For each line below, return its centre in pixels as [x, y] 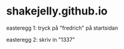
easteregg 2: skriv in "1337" [41, 39]
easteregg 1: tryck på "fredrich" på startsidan [62, 28]
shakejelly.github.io [57, 11]
